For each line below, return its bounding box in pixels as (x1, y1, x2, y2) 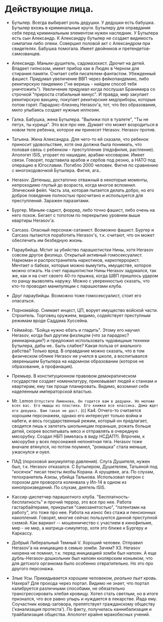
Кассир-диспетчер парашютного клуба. (11, 493, 96, 499)
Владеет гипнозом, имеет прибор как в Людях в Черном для (11, 65, 140, 71)
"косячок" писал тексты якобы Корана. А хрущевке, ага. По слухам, (11, 469, 155, 474)
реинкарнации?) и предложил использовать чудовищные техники (11, 337, 150, 343)
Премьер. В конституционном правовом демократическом (11, 373, 137, 379)
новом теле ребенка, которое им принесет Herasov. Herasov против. (11, 127, 156, 132)
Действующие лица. (4, 3, 94, 15)
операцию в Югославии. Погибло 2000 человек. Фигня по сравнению (11, 162, 159, 168)
